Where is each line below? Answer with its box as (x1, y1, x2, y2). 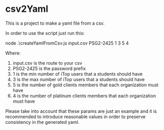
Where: (5, 50, 21, 56)
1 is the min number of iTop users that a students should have (12, 70, 142, 77)
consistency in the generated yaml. (5, 119, 79, 125)
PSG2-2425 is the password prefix (12, 65, 86, 71)
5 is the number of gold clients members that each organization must (12, 82, 159, 88)
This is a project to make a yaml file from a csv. (5, 20, 105, 26)
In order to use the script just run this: (5, 30, 85, 36)
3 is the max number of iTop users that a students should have (12, 76, 145, 82)
